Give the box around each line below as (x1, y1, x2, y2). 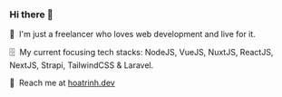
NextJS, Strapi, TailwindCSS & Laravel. (9, 60, 154, 71)
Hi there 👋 (9, 8, 54, 21)
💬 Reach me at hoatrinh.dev (9, 77, 115, 89)
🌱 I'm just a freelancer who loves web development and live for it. (9, 29, 256, 40)
